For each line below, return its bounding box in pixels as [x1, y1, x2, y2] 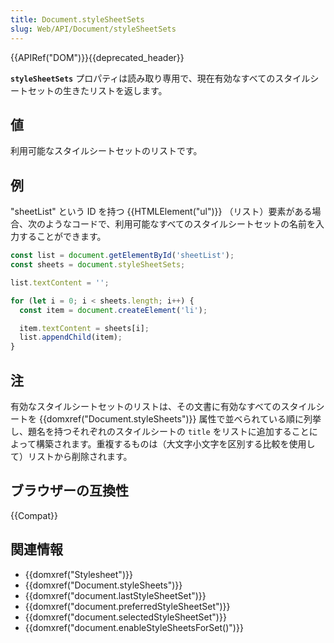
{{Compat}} [10, 509, 58, 521]
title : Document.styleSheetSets [10, 14, 145, 25]
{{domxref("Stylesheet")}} [24, 568, 133, 580]
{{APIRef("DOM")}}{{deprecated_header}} [10, 51, 185, 63]
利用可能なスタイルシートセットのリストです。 [10, 145, 203, 157]
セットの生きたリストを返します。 [27, 84, 168, 96]
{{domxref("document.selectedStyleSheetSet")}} [24, 611, 227, 623]
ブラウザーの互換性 [10, 482, 129, 500]
